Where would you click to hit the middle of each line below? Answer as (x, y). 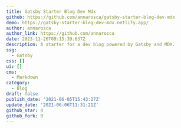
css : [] (16, 61)
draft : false (22, 94)
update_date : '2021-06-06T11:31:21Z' (52, 105)
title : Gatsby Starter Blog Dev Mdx (51, 12)
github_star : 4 (25, 110)
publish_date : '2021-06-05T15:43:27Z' (54, 99)
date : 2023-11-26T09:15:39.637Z (46, 39)
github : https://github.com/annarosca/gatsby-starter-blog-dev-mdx (91, 17)
